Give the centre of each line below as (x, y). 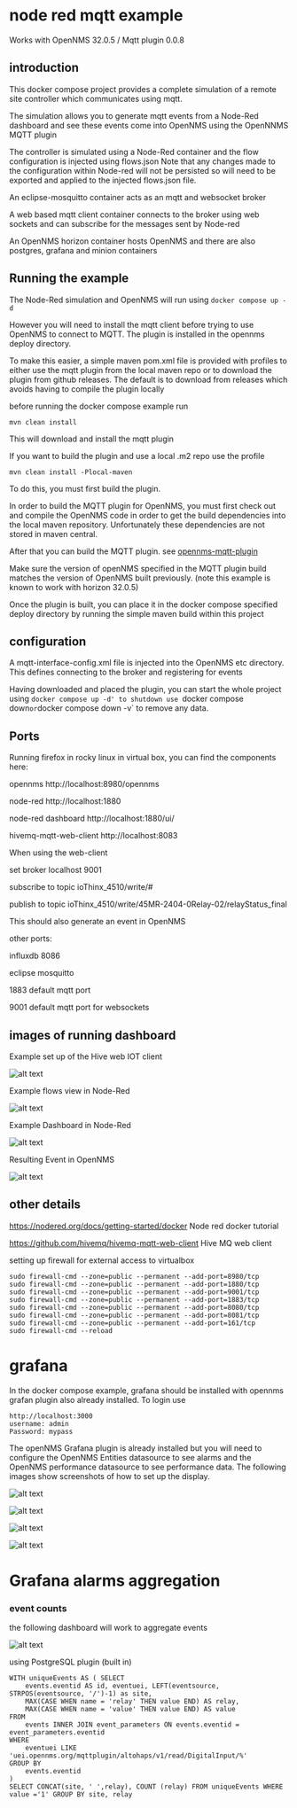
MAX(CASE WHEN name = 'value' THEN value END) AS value (131, 1710)
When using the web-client (59, 853)
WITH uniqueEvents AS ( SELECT (67, 1679)
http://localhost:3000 (51, 1416)
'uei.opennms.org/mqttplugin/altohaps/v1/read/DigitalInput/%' (129, 1756)
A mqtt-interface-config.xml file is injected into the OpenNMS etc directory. (147, 663)
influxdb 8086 (35, 956)
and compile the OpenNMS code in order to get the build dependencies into (148, 515)
